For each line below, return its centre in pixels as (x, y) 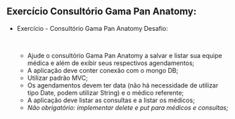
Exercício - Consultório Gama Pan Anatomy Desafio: (92, 28)
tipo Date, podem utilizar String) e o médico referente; (106, 92)
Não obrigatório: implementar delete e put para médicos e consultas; (128, 107)
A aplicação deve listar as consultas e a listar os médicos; (111, 100)
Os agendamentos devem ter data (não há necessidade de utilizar (123, 85)
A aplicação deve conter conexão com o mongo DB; (103, 70)
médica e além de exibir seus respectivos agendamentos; (111, 63)
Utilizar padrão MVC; (58, 78)
